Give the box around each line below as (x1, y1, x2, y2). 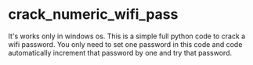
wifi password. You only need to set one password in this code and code (8, 39, 243, 49)
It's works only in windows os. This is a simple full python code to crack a (8, 31, 246, 41)
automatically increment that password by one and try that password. (8, 48, 233, 57)
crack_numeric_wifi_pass (8, 5, 179, 23)
